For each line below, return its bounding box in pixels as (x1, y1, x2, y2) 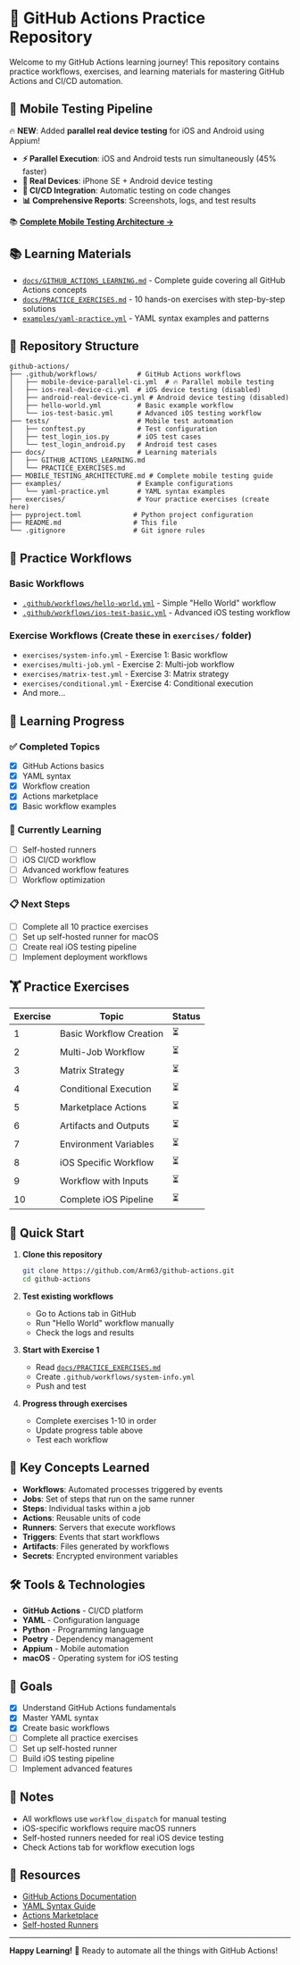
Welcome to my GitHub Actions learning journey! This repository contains (9, 56, 279, 67)
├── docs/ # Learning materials (9, 448, 218, 457)
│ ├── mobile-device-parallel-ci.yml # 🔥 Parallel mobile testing (9, 378, 275, 387)
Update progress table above (35, 1425, 143, 1435)
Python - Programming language (21, 1625, 145, 1635)
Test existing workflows (21, 1291, 114, 1301)
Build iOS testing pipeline (21, 1752, 115, 1763)
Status (171, 1010, 201, 1023)
